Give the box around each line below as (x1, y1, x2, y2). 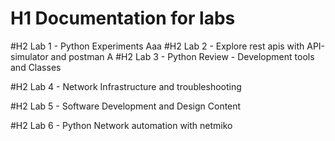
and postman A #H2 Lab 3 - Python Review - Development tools (50, 50, 315, 62)
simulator (10, 50, 49, 62)
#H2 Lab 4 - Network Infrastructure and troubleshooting (10, 80, 242, 92)
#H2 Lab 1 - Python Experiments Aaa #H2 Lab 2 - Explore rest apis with (10, 40, 305, 52)
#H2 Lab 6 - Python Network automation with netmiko (10, 119, 233, 131)
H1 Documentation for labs (10, 7, 236, 30)
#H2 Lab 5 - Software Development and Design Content (10, 100, 242, 112)
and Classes (10, 61, 62, 73)
